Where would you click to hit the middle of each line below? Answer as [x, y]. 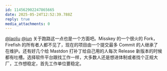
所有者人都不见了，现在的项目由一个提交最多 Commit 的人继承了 [92, 45]
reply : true [17, 19]
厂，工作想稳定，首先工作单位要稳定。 [44, 63]
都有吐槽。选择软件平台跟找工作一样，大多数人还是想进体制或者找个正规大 [82, 57]
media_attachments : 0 [28, 24]
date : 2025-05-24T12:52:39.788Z [39, 14]
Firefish [13, 45]
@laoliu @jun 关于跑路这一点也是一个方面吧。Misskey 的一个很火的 [74, 38]
